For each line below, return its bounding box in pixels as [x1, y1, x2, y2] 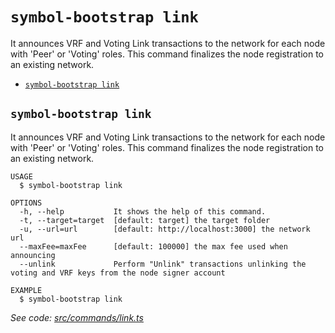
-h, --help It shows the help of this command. [19, 206, 267, 217]
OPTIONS [10, 198, 43, 208]
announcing [10, 250, 56, 260]
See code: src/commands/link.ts [10, 311, 144, 323]
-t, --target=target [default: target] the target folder [19, 215, 271, 225]
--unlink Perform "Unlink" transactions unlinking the [19, 259, 307, 269]
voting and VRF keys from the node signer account [10, 268, 226, 278]
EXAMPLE [10, 285, 43, 295]
